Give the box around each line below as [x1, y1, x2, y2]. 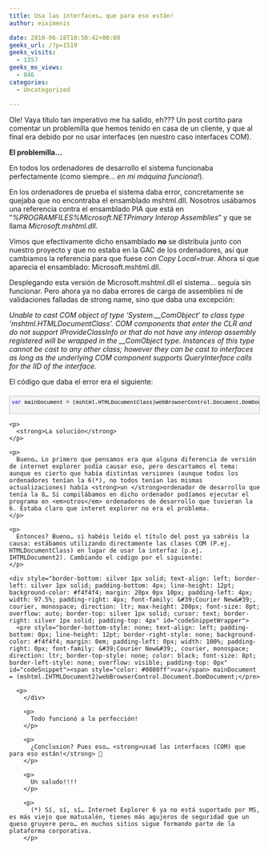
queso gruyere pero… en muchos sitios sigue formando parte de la [9, 820, 235, 828]
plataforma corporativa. [9, 827, 92, 836]
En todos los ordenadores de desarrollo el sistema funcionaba [9, 163, 214, 172]
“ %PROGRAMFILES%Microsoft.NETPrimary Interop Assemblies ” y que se [9, 212, 252, 222]
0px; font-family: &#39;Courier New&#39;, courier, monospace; [34, 645, 250, 653]
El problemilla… [9, 147, 62, 157]
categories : [9, 78, 49, 87]
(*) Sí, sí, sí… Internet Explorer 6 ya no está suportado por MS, [30, 806, 261, 814]
